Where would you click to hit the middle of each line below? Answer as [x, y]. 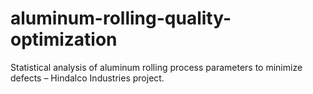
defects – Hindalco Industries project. [87, 78]
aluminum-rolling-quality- [121, 18]
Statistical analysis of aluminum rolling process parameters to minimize [156, 67]
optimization [64, 39]
